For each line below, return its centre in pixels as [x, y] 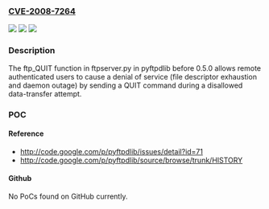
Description [32, 51]
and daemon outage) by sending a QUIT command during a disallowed [126, 85]
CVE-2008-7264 [42, 11]
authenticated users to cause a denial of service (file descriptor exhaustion [133, 76]
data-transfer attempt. [45, 93]
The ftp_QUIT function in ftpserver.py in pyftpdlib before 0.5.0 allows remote [135, 68]
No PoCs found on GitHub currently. [68, 196]
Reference [26, 133]
